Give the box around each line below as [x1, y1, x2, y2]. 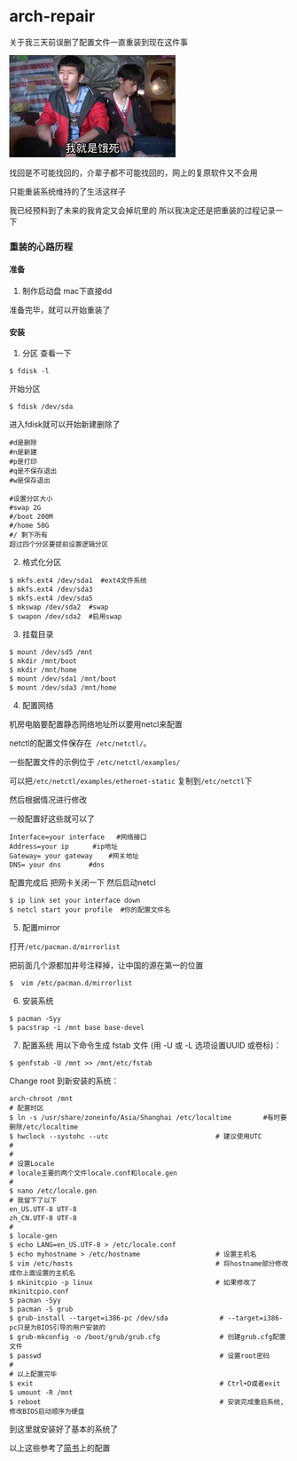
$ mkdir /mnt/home [9, 666, 77, 675]
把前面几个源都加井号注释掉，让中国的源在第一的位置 [9, 960, 204, 970]
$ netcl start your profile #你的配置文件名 [9, 906, 171, 914]
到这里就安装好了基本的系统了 [9, 1424, 118, 1434]
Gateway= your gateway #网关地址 [9, 851, 139, 861]
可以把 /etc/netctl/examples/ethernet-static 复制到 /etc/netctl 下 [9, 776, 253, 786]
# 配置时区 [9, 1104, 44, 1113]
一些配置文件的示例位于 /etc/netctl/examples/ [9, 757, 181, 768]
